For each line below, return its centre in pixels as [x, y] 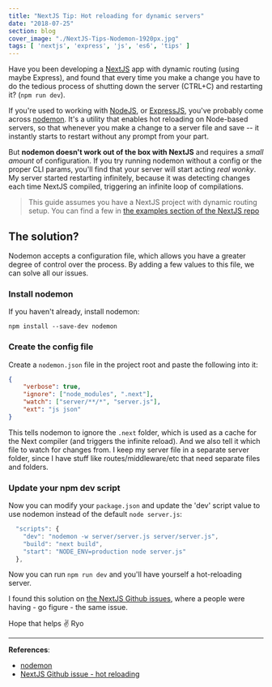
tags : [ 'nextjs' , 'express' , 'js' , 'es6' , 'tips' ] [99, 46]
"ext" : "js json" [52, 410]
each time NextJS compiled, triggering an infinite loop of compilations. [126, 186]
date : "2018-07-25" [41, 23]
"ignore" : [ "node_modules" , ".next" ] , [88, 395]
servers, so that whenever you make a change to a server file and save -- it [134, 128]
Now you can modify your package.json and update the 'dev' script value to [134, 506]
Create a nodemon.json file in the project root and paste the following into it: [133, 365]
